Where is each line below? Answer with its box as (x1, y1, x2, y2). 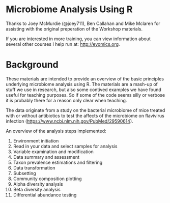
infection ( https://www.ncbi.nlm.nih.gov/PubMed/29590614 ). (6, 118, 134, 124)
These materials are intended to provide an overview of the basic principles (6, 75, 164, 82)
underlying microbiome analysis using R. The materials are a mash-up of (6, 81, 158, 87)
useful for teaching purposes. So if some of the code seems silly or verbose (6, 92, 165, 98)
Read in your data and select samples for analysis (13, 143, 118, 149)
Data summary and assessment (13, 154, 80, 160)
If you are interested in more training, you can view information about (6, 36, 151, 42)
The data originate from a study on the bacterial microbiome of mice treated (6, 107, 165, 113)
